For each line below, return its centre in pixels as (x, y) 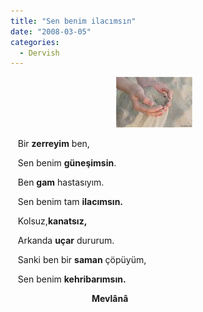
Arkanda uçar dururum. (66, 241)
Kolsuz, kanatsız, (52, 221)
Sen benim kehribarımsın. (72, 279)
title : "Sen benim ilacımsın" (73, 21)
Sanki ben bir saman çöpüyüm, (82, 260)
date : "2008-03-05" (51, 31)
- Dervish (39, 53)
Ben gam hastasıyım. (61, 182)
